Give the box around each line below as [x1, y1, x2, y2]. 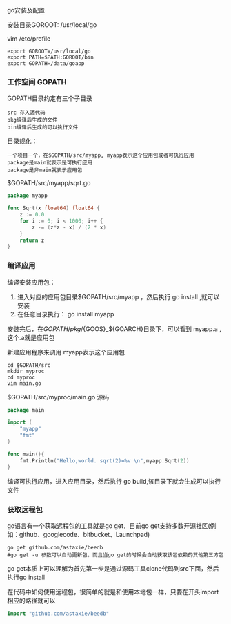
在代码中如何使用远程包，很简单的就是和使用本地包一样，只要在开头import [7, 587, 219, 596]
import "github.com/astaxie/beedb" [7, 610, 110, 617]
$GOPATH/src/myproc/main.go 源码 [7, 393, 110, 401]
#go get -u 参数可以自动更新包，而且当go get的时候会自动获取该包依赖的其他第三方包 [7, 551, 224, 558]
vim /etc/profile [7, 35, 51, 43]
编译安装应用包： [7, 278, 56, 286]
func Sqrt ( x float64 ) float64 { [7, 205, 100, 212]
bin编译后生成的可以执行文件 [7, 124, 79, 131]
